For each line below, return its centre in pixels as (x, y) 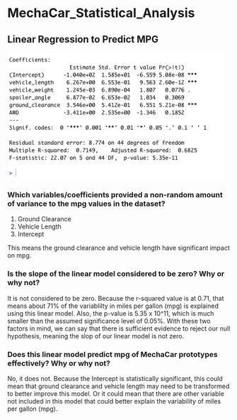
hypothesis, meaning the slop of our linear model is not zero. (96, 336)
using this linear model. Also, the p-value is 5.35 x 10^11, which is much (111, 313)
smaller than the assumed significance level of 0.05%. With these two (109, 321)
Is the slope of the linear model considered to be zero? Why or (116, 274)
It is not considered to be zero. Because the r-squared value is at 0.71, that (116, 298)
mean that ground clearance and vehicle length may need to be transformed (118, 386)
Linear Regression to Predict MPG (83, 39)
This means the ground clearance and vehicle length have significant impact (118, 248)
